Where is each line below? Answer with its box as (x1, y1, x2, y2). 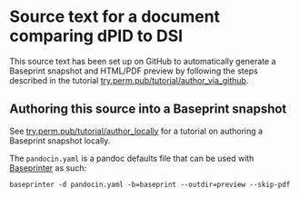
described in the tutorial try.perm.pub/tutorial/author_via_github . (9, 74, 249, 85)
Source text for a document (9, 6, 221, 27)
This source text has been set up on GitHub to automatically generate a (9, 55, 276, 66)
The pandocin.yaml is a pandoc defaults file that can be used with (9, 153, 254, 163)
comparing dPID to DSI (9, 25, 184, 46)
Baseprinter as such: (9, 162, 87, 173)
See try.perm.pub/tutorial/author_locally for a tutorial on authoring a (9, 125, 264, 136)
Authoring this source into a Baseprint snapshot (9, 102, 287, 117)
